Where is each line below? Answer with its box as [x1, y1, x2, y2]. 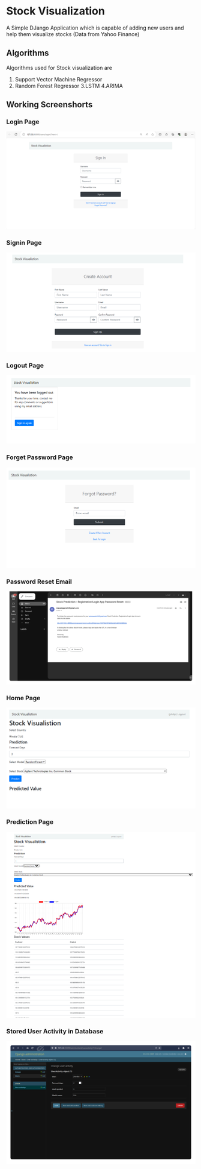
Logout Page [6, 361, 44, 369]
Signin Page [6, 239, 42, 247]
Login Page [6, 118, 40, 126]
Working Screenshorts [6, 99, 93, 110]
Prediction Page [6, 818, 54, 826]
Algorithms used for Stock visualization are [6, 64, 113, 71]
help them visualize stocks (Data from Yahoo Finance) [6, 30, 140, 37]
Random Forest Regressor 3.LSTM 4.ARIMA [14, 82, 123, 89]
